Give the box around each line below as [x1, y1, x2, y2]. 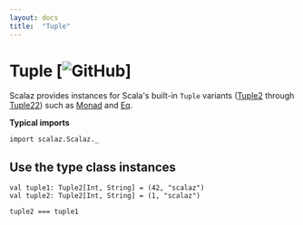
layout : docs [9, 13, 59, 23]
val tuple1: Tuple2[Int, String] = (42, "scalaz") [9, 183, 205, 192]
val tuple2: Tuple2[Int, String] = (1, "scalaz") [9, 192, 201, 201]
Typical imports [9, 117, 70, 128]
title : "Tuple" [9, 22, 71, 31]
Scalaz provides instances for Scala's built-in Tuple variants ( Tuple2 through [9, 90, 295, 101]
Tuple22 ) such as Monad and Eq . [9, 100, 133, 111]
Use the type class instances [9, 159, 177, 174]
